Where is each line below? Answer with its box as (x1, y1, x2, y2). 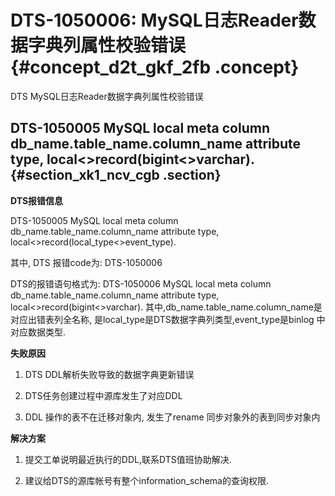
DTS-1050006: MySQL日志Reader (10, 9, 299, 32)
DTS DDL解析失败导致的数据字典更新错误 (24, 368, 195, 380)
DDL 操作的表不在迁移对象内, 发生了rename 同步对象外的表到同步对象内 (24, 411, 321, 423)
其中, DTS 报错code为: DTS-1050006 (10, 256, 163, 268)
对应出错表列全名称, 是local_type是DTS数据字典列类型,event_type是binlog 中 (10, 313, 326, 325)
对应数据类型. (10, 326, 67, 338)
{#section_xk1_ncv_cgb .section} (10, 167, 222, 184)
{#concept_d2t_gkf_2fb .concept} (10, 56, 300, 79)
